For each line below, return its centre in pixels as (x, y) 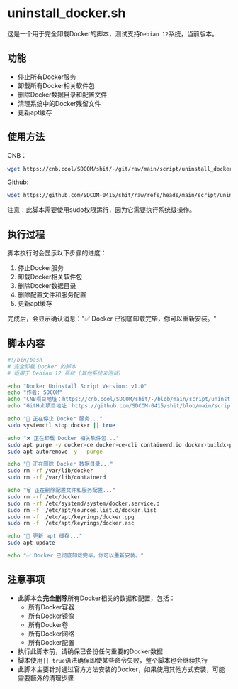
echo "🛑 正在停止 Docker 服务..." (55, 419)
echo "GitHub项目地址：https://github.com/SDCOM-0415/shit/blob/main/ (111, 406)
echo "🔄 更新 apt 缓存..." (45, 536)
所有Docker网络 (51, 634)
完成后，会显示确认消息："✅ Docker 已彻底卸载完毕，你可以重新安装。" (112, 319)
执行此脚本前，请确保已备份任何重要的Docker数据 (90, 651)
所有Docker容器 (51, 607)
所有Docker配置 (51, 642)
